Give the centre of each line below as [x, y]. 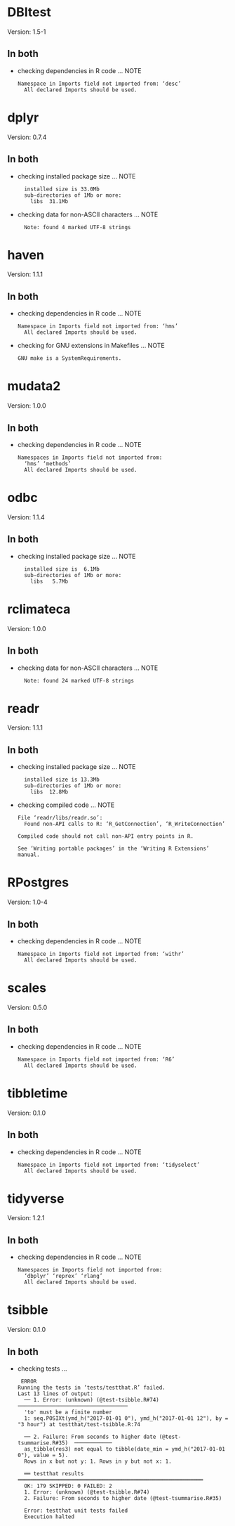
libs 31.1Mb [49, 201]
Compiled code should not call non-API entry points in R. [106, 836]
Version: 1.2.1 [26, 1218]
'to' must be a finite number [68, 1412]
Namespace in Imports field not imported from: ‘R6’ [96, 1059]
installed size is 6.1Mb [62, 569]
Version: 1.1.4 [26, 517]
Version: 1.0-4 [27, 902]
